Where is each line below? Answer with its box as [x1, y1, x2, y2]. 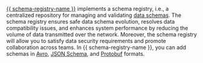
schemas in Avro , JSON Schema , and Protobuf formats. [6, 50, 145, 57]
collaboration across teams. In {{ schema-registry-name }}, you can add [6, 44, 187, 51]
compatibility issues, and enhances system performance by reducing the [6, 24, 188, 31]
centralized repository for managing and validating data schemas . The [6, 12, 182, 19]
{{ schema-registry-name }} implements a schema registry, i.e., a [6, 5, 169, 12]
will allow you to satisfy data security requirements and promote [6, 38, 167, 44]
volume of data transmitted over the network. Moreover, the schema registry [6, 31, 197, 38]
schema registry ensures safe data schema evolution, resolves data [6, 18, 175, 25]
